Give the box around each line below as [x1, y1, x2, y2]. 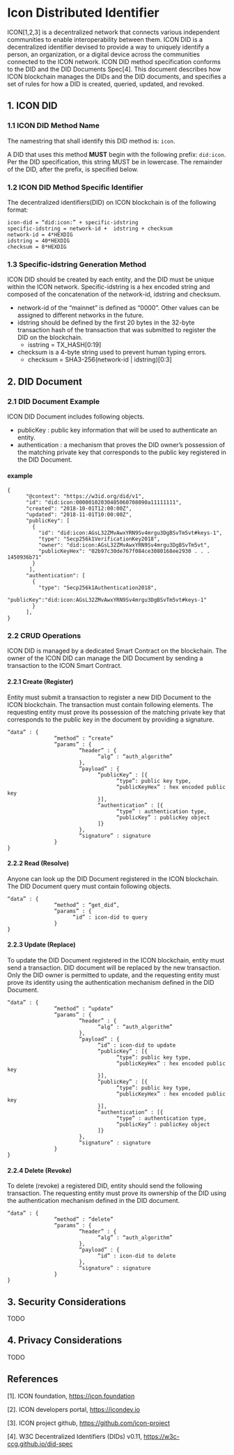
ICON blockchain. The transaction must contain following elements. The [7, 700, 214, 708]
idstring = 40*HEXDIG [7, 237, 70, 244]
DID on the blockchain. [17, 333, 83, 342]
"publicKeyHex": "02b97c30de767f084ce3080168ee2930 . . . [38, 548, 210, 555]
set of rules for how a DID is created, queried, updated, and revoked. [7, 79, 204, 88]
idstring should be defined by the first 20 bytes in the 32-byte [17, 318, 195, 327]
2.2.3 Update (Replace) [7, 940, 76, 949]
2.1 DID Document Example [7, 396, 100, 406]
